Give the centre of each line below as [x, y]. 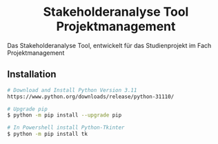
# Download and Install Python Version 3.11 [72, 90]
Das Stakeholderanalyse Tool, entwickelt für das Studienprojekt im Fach [109, 45]
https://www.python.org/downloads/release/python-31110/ [91, 97]
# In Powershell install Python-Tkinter [66, 128]
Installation [32, 74]
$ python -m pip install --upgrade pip [65, 115]
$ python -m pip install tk [48, 134]
